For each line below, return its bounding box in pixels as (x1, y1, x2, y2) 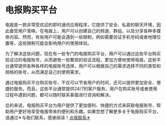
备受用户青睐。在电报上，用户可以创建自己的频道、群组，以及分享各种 (9, 28, 152, 33)
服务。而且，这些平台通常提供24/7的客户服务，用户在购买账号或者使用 (13, 86, 158, 92)
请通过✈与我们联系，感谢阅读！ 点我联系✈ (5, 114, 90, 121)
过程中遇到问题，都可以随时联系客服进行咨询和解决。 (5, 92, 114, 97)
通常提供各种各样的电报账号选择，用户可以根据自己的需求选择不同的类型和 (9, 62, 161, 69)
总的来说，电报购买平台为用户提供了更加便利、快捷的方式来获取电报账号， (5, 102, 157, 108)
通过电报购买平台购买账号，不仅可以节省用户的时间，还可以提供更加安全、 (5, 79, 157, 85)
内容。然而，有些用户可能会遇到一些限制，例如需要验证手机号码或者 (9, 34, 148, 40)
